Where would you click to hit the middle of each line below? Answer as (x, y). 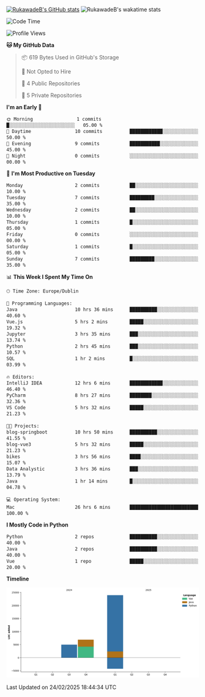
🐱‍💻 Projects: (23, 426)
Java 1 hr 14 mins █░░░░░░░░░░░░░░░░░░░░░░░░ (102, 481)
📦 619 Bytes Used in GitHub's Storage (70, 57)
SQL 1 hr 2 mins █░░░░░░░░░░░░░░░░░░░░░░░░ (102, 359)
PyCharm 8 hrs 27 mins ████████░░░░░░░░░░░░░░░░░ (102, 395)
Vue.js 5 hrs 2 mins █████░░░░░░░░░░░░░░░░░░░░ (102, 322)
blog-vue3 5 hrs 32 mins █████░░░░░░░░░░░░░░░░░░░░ (102, 444)
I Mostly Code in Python (37, 525)
